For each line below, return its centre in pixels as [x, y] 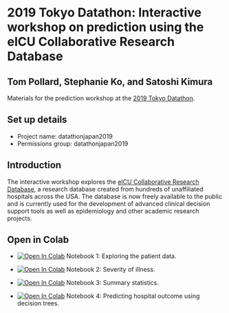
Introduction [34, 165]
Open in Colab [38, 240]
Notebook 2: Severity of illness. [111, 270]
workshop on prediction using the [106, 27]
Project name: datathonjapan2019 [65, 136]
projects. [20, 218]
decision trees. [38, 303]
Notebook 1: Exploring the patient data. [121, 256]
